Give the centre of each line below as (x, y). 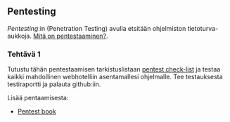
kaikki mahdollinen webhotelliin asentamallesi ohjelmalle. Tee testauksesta (115, 77)
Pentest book (37, 111)
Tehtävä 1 (24, 54)
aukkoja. (19, 36)
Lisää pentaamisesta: (38, 98)
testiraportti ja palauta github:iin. (54, 84)
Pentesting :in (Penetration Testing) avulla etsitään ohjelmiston (97, 28)
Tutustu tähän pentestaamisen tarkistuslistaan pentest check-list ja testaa (114, 69)
